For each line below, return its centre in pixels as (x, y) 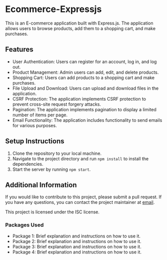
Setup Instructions (35, 141)
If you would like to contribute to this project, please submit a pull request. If (83, 197)
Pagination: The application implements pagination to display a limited (84, 109)
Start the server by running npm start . (51, 169)
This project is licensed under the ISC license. (52, 212)
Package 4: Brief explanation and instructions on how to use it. (77, 252)
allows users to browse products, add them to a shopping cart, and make (80, 28)
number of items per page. (40, 115)
